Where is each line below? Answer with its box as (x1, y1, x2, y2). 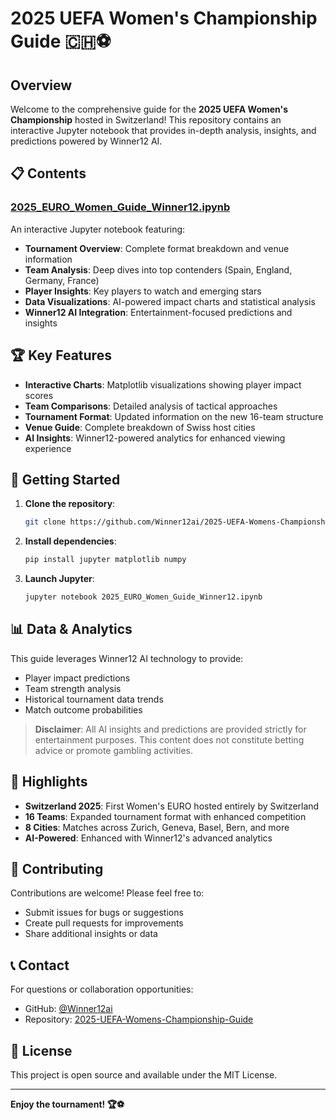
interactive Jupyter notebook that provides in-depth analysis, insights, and (10, 125, 317, 136)
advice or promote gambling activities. (34, 744, 193, 756)
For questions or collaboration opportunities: (10, 983, 194, 996)
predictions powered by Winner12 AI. (10, 135, 163, 147)
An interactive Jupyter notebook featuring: (10, 223, 186, 235)
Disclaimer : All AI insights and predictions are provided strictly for (34, 723, 307, 735)
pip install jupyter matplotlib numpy (24, 555, 187, 565)
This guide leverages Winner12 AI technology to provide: (10, 652, 244, 664)
